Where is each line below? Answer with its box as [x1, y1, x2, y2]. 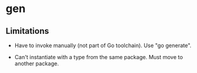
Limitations [5, 26, 49, 36]
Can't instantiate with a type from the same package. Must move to [14, 54, 183, 60]
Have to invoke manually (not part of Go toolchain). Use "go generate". [14, 42, 192, 49]
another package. [14, 60, 59, 67]
